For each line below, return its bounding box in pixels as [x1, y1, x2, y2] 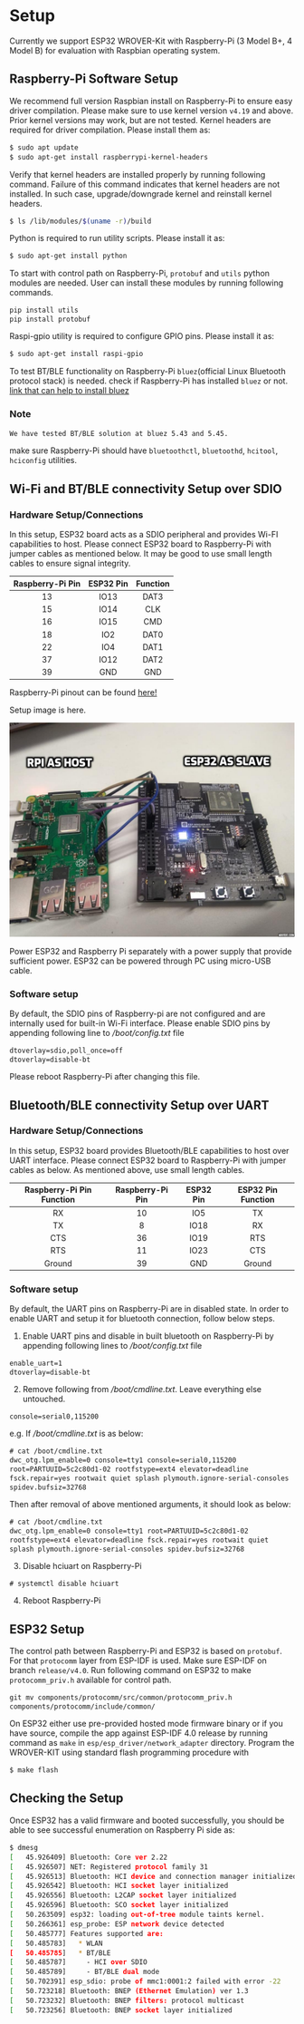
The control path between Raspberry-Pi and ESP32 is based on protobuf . [9, 1646, 282, 1657]
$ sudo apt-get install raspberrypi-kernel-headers [9, 152, 208, 161]
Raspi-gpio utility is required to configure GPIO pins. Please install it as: [9, 331, 274, 342]
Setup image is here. [9, 704, 87, 715]
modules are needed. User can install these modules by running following [9, 277, 283, 288]
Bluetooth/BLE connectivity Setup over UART [9, 1098, 270, 1113]
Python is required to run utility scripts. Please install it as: [9, 233, 225, 244]
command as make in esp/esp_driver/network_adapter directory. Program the [9, 1738, 295, 1748]
